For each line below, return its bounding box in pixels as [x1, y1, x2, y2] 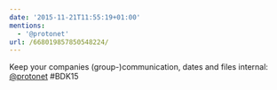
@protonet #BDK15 [9, 71, 79, 82]
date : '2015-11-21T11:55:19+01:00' [9, 12, 141, 22]
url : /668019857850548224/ [9, 37, 109, 47]
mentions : [9, 21, 46, 30]
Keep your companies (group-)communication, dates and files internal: [9, 62, 269, 72]
